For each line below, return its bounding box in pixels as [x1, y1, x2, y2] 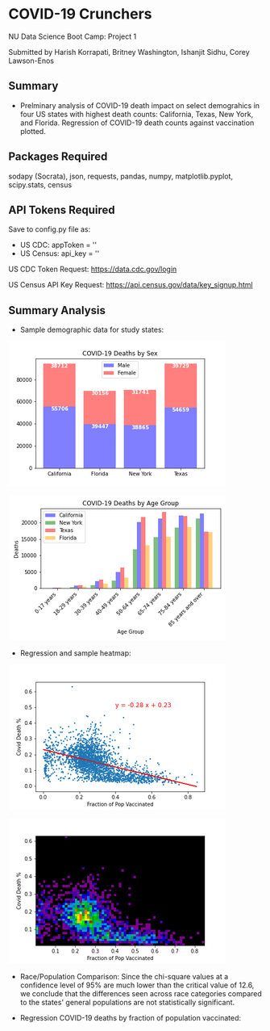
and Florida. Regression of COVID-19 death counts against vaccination [19, 118, 255, 128]
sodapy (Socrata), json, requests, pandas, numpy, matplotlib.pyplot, [8, 171, 234, 181]
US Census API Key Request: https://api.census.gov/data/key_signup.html [8, 280, 253, 290]
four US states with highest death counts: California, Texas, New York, [19, 109, 254, 119]
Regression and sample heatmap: [19, 648, 131, 658]
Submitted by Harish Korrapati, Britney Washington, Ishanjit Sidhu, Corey [8, 47, 250, 57]
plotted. [19, 126, 46, 136]
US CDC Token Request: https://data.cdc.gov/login [8, 264, 177, 275]
